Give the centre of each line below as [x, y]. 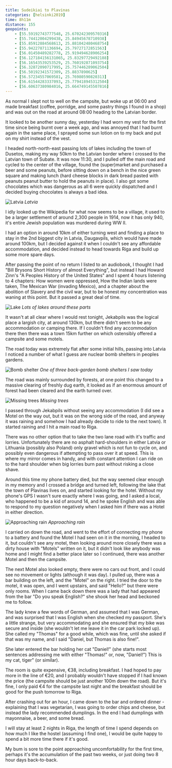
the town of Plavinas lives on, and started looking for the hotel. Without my [84, 490]
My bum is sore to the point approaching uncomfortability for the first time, [84, 749]
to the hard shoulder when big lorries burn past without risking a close [80, 464]
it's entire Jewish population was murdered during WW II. [66, 223]
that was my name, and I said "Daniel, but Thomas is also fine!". [73, 639]
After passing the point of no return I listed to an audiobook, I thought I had [84, 264]
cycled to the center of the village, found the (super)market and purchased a [86, 164]
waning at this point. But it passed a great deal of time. [63, 297]
